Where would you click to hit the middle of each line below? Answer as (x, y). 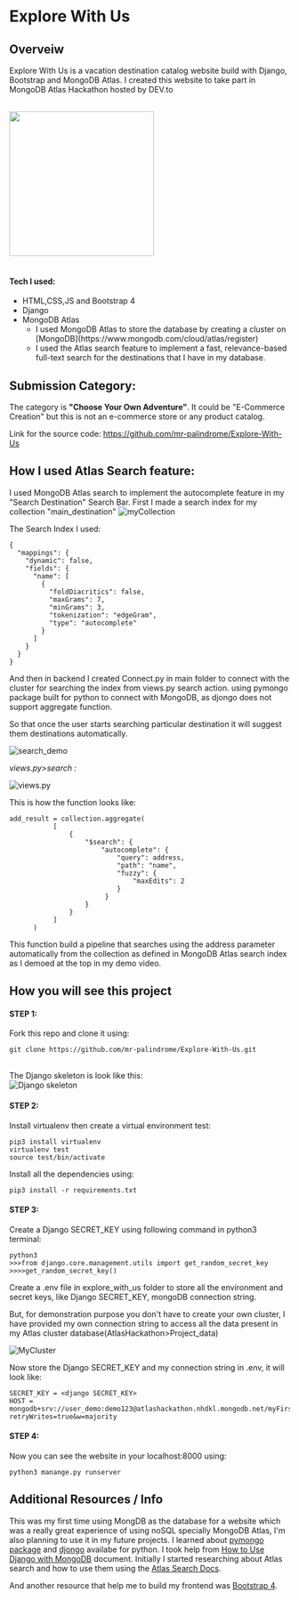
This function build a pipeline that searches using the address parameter (142, 944)
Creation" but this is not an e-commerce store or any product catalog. (137, 416)
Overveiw (37, 49)
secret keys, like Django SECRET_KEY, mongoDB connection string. (133, 1297)
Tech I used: (32, 281)
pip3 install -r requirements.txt (73, 1190)
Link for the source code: (55, 434)
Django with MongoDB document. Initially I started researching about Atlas (146, 1558)
